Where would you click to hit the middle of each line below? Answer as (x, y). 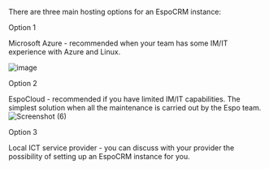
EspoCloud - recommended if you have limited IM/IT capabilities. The (125, 99)
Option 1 (22, 27)
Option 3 (23, 132)
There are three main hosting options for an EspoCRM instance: (115, 12)
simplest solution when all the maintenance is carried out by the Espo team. (135, 108)
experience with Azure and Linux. (65, 52)
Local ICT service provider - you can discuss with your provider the (121, 148)
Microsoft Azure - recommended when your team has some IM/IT (118, 43)
